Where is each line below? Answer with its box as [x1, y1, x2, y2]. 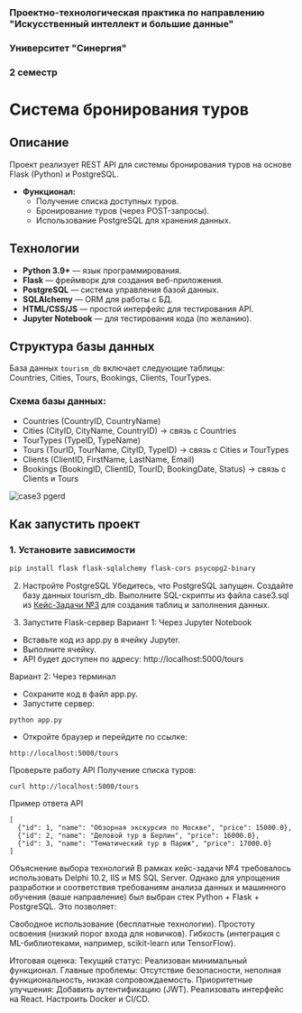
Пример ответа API [9, 798, 84, 809]
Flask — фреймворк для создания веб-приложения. [22, 274, 224, 285]
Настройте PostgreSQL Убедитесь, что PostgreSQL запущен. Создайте [22, 580, 294, 592]
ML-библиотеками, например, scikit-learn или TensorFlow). [9, 938, 236, 949]
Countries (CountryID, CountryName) [22, 415, 161, 426]
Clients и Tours [22, 473, 79, 483]
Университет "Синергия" [9, 41, 127, 54]
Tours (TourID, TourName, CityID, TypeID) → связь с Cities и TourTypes [22, 444, 289, 455]
